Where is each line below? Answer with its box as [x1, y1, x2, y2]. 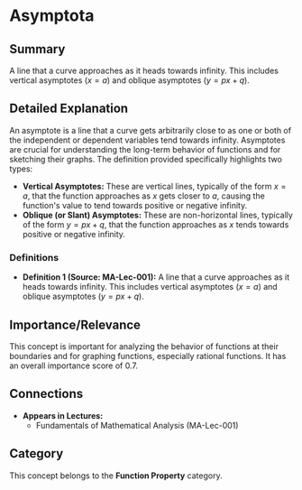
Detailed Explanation [9, 101, 129, 116]
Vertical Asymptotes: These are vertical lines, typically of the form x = [22, 180, 287, 191]
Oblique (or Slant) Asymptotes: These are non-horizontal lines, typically [22, 209, 293, 220]
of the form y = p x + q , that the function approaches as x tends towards [22, 218, 289, 230]
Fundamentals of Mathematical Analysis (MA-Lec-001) [35, 420, 239, 430]
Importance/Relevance [9, 317, 142, 332]
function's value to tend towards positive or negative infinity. [22, 199, 248, 210]
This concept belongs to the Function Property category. [9, 470, 223, 481]
